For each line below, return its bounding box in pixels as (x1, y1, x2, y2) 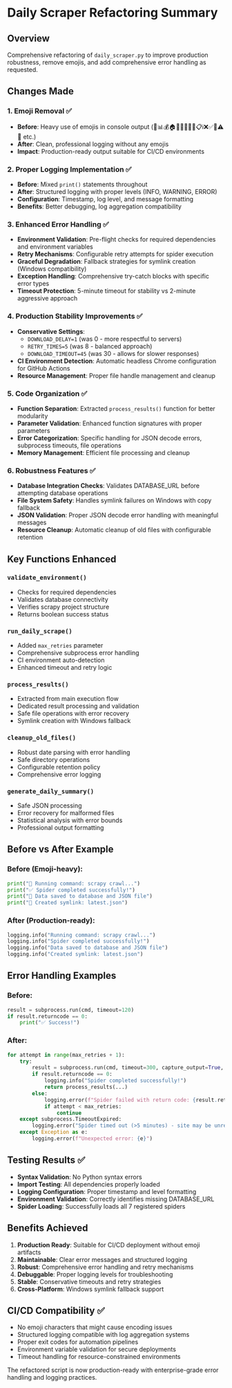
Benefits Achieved (7, 1222, 88, 1234)
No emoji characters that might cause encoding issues (17, 1323, 173, 1331)
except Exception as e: (19, 1129, 88, 1136)
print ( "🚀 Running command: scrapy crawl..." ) (7, 880, 140, 887)
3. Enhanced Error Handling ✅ (7, 220, 109, 229)
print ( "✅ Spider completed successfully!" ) (7, 887, 136, 893)
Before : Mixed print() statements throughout (17, 180, 148, 188)
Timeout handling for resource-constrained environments (17, 1353, 181, 1361)
